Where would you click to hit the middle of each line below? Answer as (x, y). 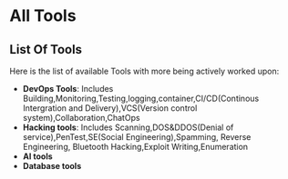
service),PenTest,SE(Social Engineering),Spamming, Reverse (137, 137)
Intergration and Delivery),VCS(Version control (110, 108)
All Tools (43, 16)
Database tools (52, 166)
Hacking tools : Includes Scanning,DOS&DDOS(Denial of (128, 127)
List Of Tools (46, 50)
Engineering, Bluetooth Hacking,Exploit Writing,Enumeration (135, 147)
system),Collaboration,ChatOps (81, 118)
